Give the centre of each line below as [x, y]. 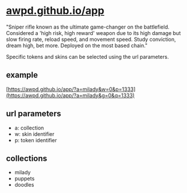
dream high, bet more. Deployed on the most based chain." [77, 45]
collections [27, 158]
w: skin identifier [34, 134]
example [22, 75]
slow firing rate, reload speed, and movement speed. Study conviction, [91, 39]
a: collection [29, 128]
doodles [24, 185]
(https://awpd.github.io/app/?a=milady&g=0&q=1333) [70, 95]
